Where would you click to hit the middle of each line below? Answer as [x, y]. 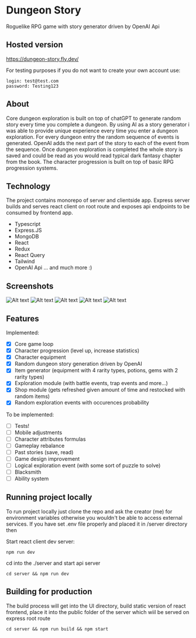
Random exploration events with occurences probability [82, 403]
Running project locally [49, 497]
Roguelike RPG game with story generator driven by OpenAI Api [83, 26]
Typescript [27, 224]
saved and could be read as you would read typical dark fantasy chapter [93, 155]
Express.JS [28, 230]
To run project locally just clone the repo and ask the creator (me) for [89, 511]
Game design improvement [47, 459]
